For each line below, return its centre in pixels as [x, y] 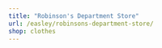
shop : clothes [32, 31]
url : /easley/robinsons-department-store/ [81, 24]
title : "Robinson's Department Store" [74, 16]
